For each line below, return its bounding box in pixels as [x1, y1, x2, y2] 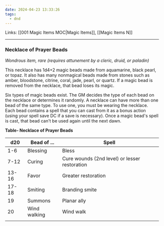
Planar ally [62, 197, 86, 204]
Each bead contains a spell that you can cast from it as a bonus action [5, 107, 146, 113]
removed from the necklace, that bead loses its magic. [5, 82, 115, 88]
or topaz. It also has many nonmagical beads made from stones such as [5, 72, 150, 78]
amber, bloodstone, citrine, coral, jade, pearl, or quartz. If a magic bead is [5, 77, 153, 83]
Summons [27, 197, 51, 204]
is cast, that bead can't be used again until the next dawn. [5, 118, 122, 123]
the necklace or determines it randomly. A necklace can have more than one [5, 97, 159, 103]
